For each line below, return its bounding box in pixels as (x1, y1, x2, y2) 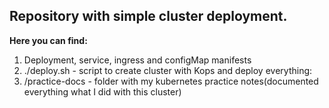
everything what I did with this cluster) (23, 85, 182, 98)
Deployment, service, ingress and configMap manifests (23, 54, 252, 66)
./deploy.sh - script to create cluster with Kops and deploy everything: (23, 64, 313, 76)
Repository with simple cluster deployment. (9, 8, 288, 25)
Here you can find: (9, 34, 88, 46)
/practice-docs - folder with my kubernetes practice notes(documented (23, 75, 319, 87)
